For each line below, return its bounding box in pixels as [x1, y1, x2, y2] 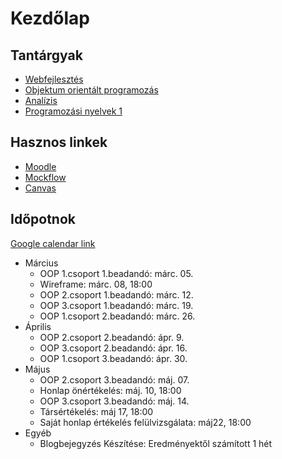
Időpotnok [10, 211, 76, 228]
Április [24, 320, 52, 332]
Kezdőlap [10, 7, 90, 30]
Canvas [24, 182, 57, 194]
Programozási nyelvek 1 [24, 105, 123, 117]
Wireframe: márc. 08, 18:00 [39, 278, 153, 290]
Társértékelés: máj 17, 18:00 [39, 405, 154, 417]
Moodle [24, 160, 57, 172]
